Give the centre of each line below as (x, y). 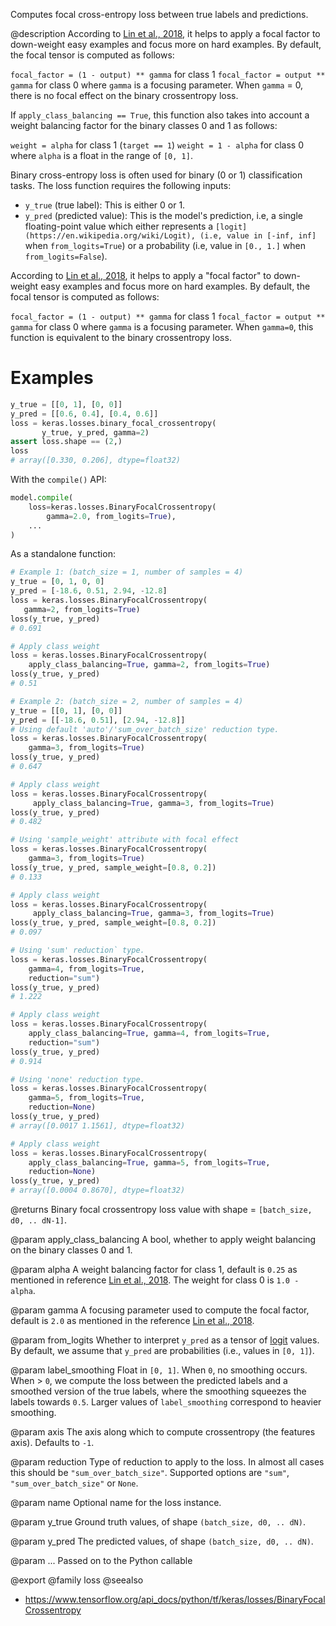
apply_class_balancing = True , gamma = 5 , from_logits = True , (149, 1162)
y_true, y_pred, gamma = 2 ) (95, 432)
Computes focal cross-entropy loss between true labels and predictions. (159, 14)
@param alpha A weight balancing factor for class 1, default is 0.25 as (154, 1270)
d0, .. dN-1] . (38, 1220)
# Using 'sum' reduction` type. (77, 950)
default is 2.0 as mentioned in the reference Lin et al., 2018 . (132, 1321)
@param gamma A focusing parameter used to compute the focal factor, (160, 1310)
